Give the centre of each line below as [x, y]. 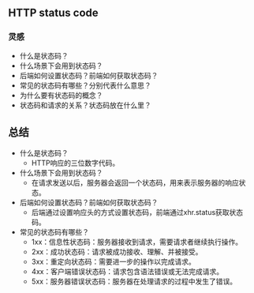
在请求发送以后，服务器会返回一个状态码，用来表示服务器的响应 [135, 182]
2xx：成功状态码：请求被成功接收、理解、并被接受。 [117, 251]
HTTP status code [53, 13]
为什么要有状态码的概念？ [61, 95]
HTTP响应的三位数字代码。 [75, 163]
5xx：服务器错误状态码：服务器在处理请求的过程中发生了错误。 [134, 281]
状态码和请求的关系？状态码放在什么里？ [85, 105]
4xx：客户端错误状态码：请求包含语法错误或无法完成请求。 [127, 271]
